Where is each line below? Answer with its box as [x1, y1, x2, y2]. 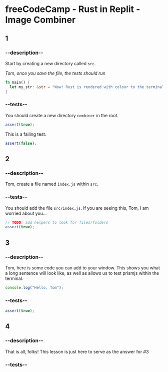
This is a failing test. [5, 131, 46, 137]
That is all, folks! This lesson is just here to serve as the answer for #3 [5, 348, 149, 354]
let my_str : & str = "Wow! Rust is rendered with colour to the [9, 84, 144, 90]
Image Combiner [5, 14, 76, 26]
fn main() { [5, 80, 30, 85]
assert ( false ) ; [5, 141, 37, 146]
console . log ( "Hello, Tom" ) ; [5, 285, 64, 290]
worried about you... [5, 210, 47, 216]
